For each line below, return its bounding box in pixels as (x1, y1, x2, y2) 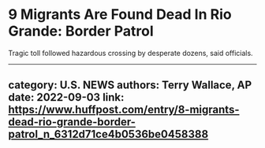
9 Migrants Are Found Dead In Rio (8, 6, 232, 24)
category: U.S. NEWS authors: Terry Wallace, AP (8, 79, 252, 92)
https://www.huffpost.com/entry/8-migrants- (8, 103, 240, 117)
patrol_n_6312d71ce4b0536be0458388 (8, 128, 209, 141)
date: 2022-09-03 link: (8, 91, 125, 104)
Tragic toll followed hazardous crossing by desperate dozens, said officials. (8, 48, 254, 57)
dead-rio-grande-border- (8, 116, 136, 129)
